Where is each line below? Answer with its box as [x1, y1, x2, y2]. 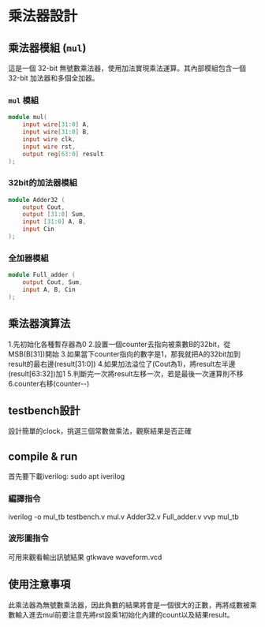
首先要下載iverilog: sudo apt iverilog [8, 472, 125, 481]
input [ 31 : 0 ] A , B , [22, 218, 87, 226]
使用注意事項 [8, 577, 71, 592]
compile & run [8, 450, 78, 463]
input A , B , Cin [22, 286, 77, 294]
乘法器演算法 [8, 317, 71, 330]
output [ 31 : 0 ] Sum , [22, 211, 87, 218]
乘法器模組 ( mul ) [8, 41, 87, 54]
